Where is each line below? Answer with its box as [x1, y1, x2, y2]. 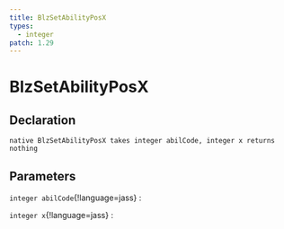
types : [9, 22, 34, 31]
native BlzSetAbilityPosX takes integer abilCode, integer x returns [9, 137, 276, 145]
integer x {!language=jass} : [9, 210, 114, 221]
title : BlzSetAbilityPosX [9, 13, 106, 22]
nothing [9, 145, 39, 154]
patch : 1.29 [9, 38, 54, 48]
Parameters [9, 168, 76, 184]
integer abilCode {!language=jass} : [9, 192, 142, 203]
